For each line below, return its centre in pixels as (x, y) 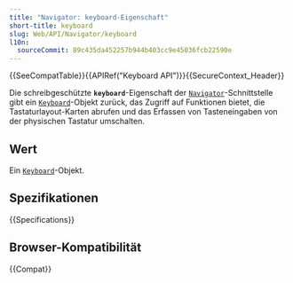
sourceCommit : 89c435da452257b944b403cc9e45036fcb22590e (125, 51)
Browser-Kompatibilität (75, 248)
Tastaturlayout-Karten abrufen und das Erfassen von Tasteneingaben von (143, 112)
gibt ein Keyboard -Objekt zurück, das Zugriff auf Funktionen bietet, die (137, 102)
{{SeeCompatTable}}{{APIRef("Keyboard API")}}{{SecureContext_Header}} (147, 75)
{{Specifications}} (42, 219)
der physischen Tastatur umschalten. (77, 122)
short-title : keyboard (51, 26)
